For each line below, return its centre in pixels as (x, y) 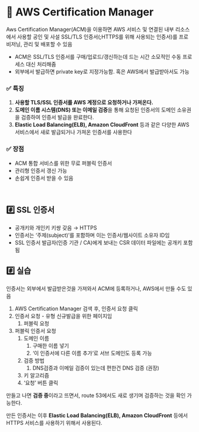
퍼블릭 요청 (36, 323)
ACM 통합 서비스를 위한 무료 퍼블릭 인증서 (63, 163)
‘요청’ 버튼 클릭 (41, 383)
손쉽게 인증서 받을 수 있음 (44, 178)
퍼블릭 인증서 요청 (35, 331)
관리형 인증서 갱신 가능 (41, 170)
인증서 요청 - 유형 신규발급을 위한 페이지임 (63, 316)
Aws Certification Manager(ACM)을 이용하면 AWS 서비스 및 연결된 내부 (90, 29)
